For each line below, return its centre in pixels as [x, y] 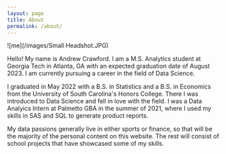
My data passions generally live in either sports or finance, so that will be [110, 129]
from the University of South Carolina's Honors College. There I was [103, 94]
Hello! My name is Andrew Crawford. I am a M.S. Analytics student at [104, 59]
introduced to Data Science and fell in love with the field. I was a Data [105, 101]
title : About [26, 20]
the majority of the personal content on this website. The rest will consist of [113, 136]
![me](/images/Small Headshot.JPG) [58, 46]
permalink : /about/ [35, 26]
